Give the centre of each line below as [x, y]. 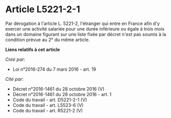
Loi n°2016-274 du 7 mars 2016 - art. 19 [54, 69]
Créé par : [15, 59]
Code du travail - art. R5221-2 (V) [48, 110]
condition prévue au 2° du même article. [48, 40]
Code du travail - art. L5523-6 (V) [48, 105]
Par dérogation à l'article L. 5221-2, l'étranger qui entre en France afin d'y [82, 23]
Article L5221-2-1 [43, 9]
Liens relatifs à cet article [33, 49]
